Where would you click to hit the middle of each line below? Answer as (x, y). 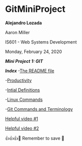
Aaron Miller (18, 32)
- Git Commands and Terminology (39, 109)
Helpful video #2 (22, 128)
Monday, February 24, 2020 (34, 51)
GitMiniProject (35, 9)
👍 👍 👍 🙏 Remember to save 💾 (35, 138)
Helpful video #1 (22, 119)
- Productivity (19, 80)
